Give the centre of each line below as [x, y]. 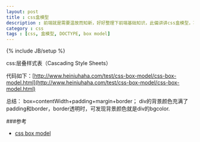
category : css [25, 28]
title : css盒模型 [28, 17]
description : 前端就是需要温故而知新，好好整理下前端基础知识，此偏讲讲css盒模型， [100, 23]
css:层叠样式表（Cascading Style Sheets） [59, 63]
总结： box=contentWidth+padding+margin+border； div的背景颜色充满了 [97, 101]
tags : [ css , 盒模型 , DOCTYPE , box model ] [58, 34]
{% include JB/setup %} [36, 51]
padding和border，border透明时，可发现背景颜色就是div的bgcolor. [88, 109]
